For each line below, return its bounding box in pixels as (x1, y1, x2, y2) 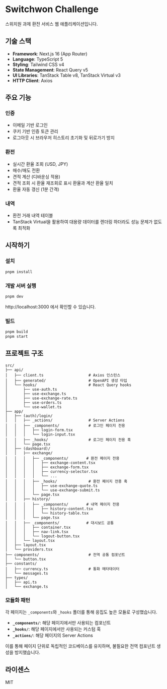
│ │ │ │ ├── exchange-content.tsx (5, 460, 96, 465)
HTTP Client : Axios (12, 77, 53, 84)
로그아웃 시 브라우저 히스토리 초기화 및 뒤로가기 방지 (12, 135, 115, 141)
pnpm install (5, 269, 33, 274)
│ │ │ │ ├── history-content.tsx (5, 506, 94, 511)
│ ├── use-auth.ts (5, 387, 57, 392)
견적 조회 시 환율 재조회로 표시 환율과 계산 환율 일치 (12, 180, 113, 186)
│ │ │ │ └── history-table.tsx (5, 511, 89, 516)
